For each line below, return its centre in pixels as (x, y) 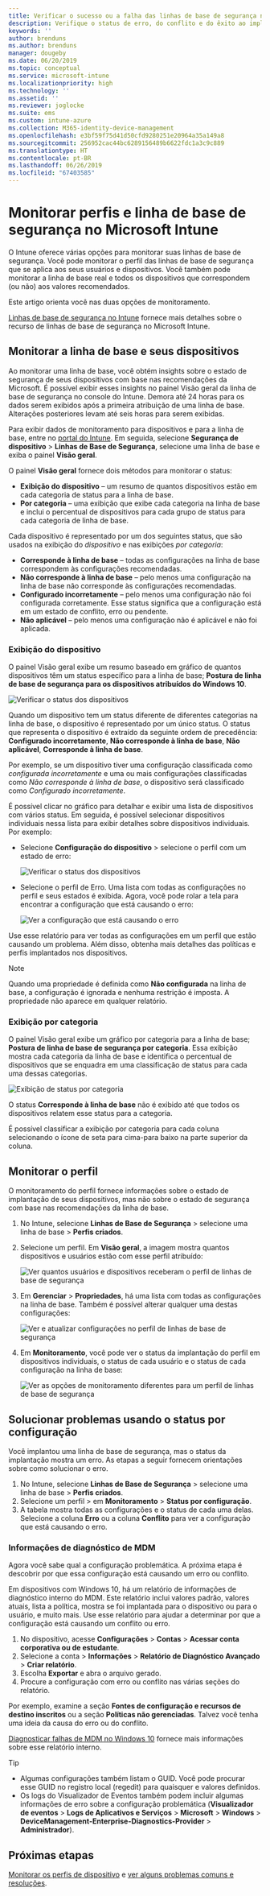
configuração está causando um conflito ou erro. (89, 1624)
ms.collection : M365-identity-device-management (91, 128)
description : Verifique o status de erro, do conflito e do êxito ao (127, 23)
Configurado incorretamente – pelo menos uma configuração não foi (135, 594)
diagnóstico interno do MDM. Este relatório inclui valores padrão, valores (129, 1598)
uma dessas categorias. (48, 1074)
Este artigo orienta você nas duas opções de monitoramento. (109, 302)
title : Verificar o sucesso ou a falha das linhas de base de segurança (133, 16)
